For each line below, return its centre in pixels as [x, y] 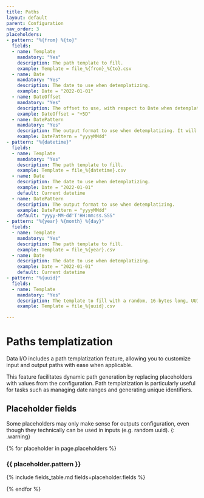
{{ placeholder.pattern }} [44, 464]
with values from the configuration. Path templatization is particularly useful [101, 384]
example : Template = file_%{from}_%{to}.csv [74, 68]
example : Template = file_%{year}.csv [66, 250]
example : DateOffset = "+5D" [54, 114]
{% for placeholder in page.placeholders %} [62, 448]
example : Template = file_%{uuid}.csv [66, 306]
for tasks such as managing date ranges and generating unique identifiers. [100, 390]
